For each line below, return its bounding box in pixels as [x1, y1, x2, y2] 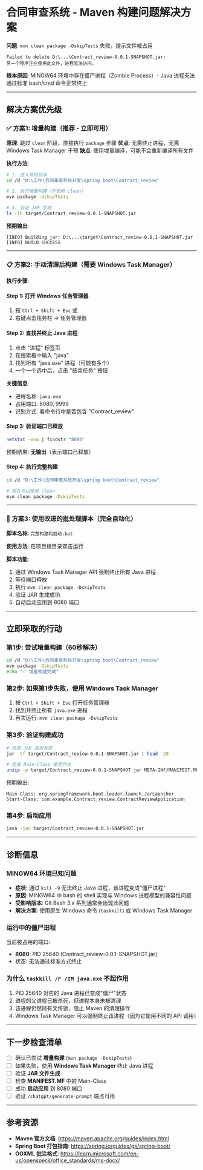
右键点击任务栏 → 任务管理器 [14, 314, 88, 322]
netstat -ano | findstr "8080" [6, 436, 85, 442]
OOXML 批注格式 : [14, 1149, 59, 1157]
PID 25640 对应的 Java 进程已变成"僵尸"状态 [14, 989, 127, 997]
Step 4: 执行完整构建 [6, 463, 59, 470]
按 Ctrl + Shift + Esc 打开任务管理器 [14, 699, 110, 706]
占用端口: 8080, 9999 [14, 400, 69, 407]
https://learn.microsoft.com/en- [60, 1149, 139, 1157]
